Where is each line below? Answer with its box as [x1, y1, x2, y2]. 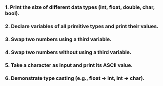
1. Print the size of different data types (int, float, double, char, [5, 4, 155, 11]
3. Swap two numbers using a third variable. [5, 36, 112, 43]
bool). [5, 10, 20, 16]
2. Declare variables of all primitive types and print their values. [5, 23, 159, 29]
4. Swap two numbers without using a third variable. [5, 49, 132, 56]
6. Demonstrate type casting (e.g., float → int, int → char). [5, 74, 145, 81]
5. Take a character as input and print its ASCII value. [5, 62, 133, 69]
